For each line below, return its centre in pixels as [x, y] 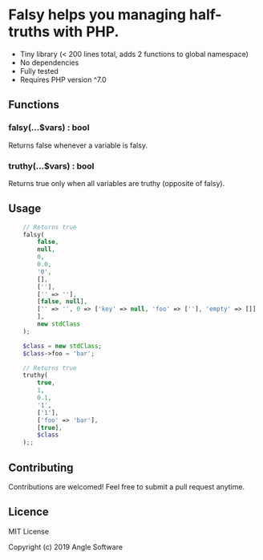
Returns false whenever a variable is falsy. [78, 145]
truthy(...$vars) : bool [51, 166]
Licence [29, 512]
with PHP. [86, 32]
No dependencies [49, 63]
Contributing [41, 467]
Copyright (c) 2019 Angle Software [65, 546]
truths [29, 32]
